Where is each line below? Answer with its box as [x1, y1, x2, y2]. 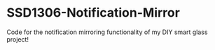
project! [6, 35, 29, 43]
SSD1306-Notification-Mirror [6, 5, 180, 21]
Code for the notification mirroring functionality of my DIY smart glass [6, 28, 208, 36]
